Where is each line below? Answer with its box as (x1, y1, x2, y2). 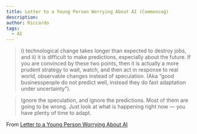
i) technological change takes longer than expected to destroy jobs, (20, 47, 186, 54)
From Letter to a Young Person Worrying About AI (6, 121, 128, 128)
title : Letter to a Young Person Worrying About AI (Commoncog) (6, 8, 169, 15)
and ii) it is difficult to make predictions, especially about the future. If (20, 54, 191, 61)
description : (6, 14, 39, 20)
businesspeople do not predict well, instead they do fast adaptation (20, 79, 186, 86)
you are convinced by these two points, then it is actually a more (20, 60, 179, 67)
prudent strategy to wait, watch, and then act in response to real (20, 66, 179, 73)
